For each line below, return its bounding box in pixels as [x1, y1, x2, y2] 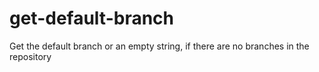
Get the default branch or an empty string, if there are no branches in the [9, 40, 310, 52]
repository [9, 50, 52, 62]
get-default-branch [9, 7, 175, 30]
